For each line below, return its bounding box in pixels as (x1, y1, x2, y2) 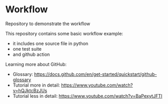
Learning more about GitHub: (5, 61, 67, 67)
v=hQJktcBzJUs (12, 87, 48, 93)
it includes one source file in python (12, 40, 89, 47)
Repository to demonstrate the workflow (5, 20, 91, 27)
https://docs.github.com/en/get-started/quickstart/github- (34, 71, 157, 77)
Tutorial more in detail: (12, 82, 60, 88)
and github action (12, 51, 50, 57)
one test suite (12, 46, 42, 52)
